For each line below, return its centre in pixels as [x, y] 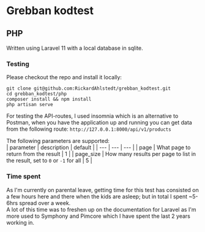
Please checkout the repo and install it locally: [64, 77]
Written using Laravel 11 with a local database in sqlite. [75, 48]
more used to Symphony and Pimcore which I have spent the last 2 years [99, 216]
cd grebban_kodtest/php [37, 94]
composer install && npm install [49, 99]
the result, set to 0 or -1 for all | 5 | [50, 161]
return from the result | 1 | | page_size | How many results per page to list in [101, 154]
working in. [20, 222]
